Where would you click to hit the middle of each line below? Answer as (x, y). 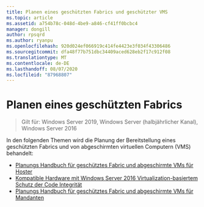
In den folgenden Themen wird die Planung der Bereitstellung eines (91, 140)
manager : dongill (28, 29)
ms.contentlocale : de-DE (38, 63)
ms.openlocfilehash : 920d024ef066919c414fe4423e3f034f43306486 (89, 47)
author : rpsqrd (26, 35)
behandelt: (20, 153)
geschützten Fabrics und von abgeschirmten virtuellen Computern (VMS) (99, 147)
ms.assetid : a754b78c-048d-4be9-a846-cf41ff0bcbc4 (72, 23)
